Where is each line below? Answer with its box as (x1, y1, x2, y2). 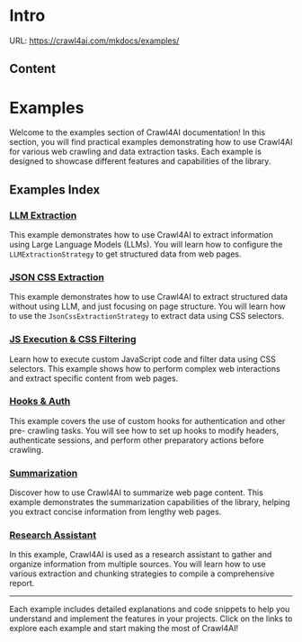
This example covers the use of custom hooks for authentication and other (9, 415, 286, 426)
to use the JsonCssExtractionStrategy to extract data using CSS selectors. (9, 311, 285, 321)
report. (9, 578, 35, 589)
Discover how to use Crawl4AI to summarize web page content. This (9, 487, 263, 498)
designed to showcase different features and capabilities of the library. (9, 156, 271, 167)
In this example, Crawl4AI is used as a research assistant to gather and (9, 549, 272, 560)
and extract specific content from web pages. (9, 373, 179, 384)
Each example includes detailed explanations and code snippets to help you (9, 604, 290, 615)
